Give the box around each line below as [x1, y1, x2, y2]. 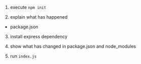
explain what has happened [10, 14, 68, 20]
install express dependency [10, 34, 68, 39]
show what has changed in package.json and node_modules [10, 43, 136, 49]
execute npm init [10, 5, 46, 10]
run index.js [10, 53, 37, 59]
